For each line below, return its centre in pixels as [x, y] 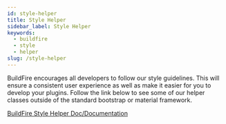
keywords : [21, 33]
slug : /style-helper [37, 59]
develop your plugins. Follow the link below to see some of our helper [106, 92]
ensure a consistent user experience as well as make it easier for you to [109, 85]
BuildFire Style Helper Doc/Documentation [67, 113]
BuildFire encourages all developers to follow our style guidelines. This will [113, 78]
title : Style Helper [37, 20]
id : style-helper [32, 13]
